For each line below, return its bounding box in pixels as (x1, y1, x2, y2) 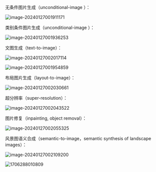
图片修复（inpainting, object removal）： (5, 115, 87, 121)
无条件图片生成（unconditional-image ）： (5, 4, 91, 10)
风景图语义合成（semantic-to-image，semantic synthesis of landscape (5, 136, 152, 141)
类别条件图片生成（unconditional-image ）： (5, 24, 95, 30)
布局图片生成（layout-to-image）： (5, 75, 76, 81)
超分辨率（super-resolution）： (5, 95, 68, 101)
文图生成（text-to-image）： (5, 45, 62, 51)
